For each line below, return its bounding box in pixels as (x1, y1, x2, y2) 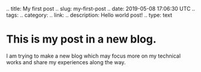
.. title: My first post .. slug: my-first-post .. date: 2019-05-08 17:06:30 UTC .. (6, 5, 196, 12)
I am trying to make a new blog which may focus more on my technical (6, 52, 181, 59)
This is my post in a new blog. (6, 32, 157, 46)
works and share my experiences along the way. (6, 58, 126, 65)
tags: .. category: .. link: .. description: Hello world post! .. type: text (6, 11, 172, 19)
